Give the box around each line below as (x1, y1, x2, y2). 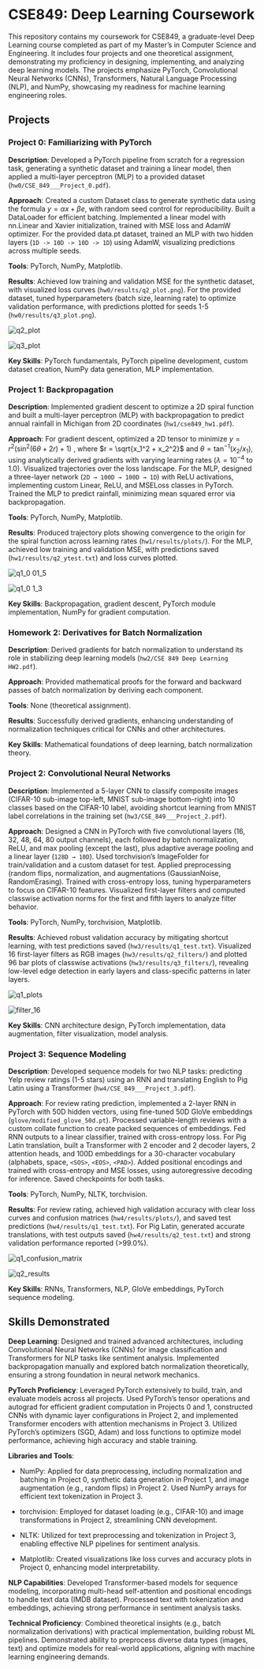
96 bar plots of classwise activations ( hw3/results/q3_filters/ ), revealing (8, 957, 249, 967)
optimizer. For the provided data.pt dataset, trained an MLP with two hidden (8, 229, 254, 239)
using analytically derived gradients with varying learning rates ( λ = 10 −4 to (8, 454, 254, 465)
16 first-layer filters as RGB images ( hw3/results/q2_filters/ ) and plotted (8, 949, 247, 959)
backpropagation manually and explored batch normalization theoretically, (8, 1361, 250, 1371)
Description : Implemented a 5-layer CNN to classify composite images (8, 786, 239, 795)
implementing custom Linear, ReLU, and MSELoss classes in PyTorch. (8, 480, 234, 491)
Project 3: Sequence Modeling (8, 1048, 127, 1059)
